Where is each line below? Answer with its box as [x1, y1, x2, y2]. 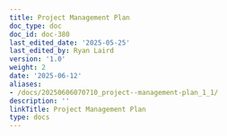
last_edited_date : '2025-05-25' [9, 38, 130, 47]
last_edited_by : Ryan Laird [9, 47, 115, 55]
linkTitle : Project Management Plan [9, 105, 146, 114]
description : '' [9, 96, 70, 106]
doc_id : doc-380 [9, 30, 70, 38]
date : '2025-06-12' [9, 72, 83, 81]
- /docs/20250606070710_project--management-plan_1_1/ [9, 88, 219, 97]
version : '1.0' [9, 55, 66, 64]
